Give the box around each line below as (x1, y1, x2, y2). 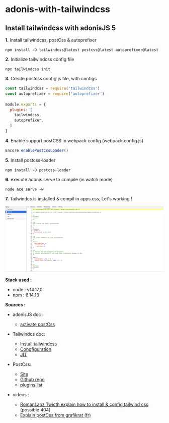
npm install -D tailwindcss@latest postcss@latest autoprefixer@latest (5, 47, 158, 52)
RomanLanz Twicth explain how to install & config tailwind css (20, 401, 148, 407)
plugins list (20, 382, 43, 388)
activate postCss (20, 321, 55, 327)
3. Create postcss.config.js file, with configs (5, 76, 97, 81)
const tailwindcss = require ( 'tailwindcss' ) (5, 86, 100, 91)
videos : (12, 391, 29, 397)
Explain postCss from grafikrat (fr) (20, 412, 92, 418)
